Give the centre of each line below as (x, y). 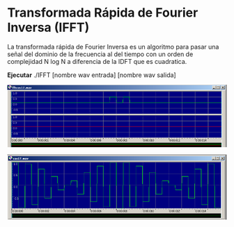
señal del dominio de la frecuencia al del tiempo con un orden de (100, 54)
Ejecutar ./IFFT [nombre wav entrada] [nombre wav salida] (92, 75)
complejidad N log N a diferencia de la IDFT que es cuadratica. (97, 61)
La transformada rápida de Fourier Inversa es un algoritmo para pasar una (113, 47)
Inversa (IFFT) (48, 27)
